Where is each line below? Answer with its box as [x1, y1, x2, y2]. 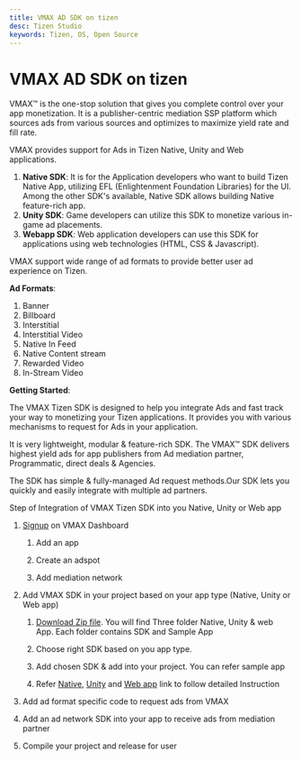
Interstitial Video [22, 330, 84, 340]
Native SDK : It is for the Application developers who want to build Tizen [22, 172, 289, 183]
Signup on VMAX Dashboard [22, 520, 129, 531]
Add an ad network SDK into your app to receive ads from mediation [22, 713, 276, 725]
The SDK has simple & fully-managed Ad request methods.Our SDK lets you [9, 475, 290, 486]
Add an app [35, 538, 79, 548]
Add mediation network [35, 573, 123, 584]
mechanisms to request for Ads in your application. [9, 421, 199, 432]
